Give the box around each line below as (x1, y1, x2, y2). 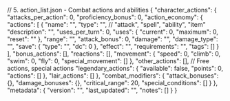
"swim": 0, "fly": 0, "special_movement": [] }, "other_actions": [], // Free (7, 57, 210, 65)
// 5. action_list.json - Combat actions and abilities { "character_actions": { (7, 6, 217, 14)
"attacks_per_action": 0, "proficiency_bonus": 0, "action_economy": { (7, 13, 203, 21)
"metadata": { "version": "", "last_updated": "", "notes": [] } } (7, 86, 178, 94)
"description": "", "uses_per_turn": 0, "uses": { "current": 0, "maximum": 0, (7, 27, 219, 36)
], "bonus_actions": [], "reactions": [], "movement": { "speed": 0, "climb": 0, (7, 49, 221, 58)
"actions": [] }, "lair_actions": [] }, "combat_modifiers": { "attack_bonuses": (7, 71, 219, 80)
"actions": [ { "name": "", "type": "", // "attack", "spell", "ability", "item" (7, 21, 207, 28)
